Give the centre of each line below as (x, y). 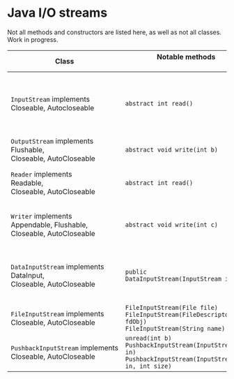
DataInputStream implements (57, 267)
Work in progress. (33, 39)
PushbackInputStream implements (65, 348)
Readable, (27, 183)
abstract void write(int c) (171, 224)
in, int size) (148, 366)
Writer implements (41, 216)
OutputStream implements (52, 141)
